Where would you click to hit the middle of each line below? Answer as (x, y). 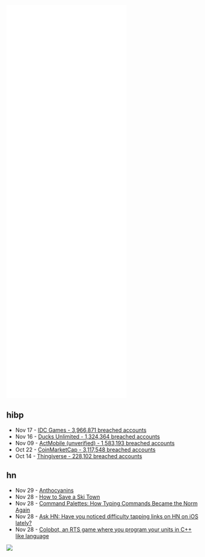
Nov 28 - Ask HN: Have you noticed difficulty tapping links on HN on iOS (107, 516)
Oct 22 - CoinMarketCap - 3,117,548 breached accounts (85, 450)
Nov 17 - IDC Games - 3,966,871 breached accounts (81, 430)
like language (32, 536)
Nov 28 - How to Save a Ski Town (58, 497)
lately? (24, 523)
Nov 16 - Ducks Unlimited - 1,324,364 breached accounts (88, 436)
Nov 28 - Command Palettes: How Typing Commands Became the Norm (106, 503)
